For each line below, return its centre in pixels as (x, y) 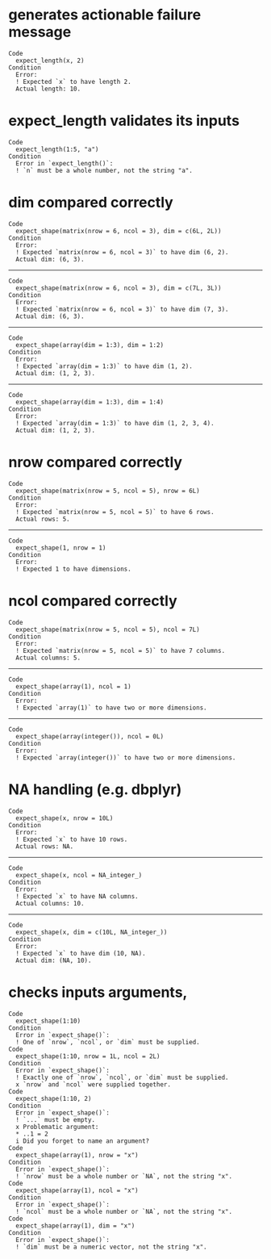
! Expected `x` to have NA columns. (77, 896)
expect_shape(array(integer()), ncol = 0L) (90, 736)
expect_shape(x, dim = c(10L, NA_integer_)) (92, 932)
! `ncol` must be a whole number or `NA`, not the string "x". (124, 1211)
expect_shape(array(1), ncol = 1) (73, 686)
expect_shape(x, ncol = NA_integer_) (79, 875)
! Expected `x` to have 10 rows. (72, 839)
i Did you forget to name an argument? (83, 1141)
